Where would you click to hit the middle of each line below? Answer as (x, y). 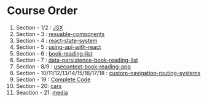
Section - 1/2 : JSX (39, 27)
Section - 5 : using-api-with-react (58, 47)
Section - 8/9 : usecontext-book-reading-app (73, 66)
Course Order (42, 11)
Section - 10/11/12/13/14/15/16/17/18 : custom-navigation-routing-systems (108, 73)
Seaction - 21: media (42, 92)
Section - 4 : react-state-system (57, 40)
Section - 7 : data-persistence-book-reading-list (77, 60)
